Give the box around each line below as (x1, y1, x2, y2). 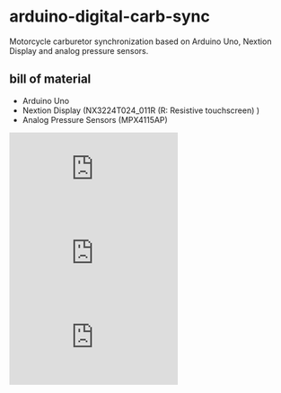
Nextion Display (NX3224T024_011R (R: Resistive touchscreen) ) (22, 105, 260, 116)
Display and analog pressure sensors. (9, 45, 149, 56)
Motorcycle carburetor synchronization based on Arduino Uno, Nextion (9, 36, 272, 47)
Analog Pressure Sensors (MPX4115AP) (22, 114, 168, 125)
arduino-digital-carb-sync (9, 6, 211, 27)
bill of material (9, 72, 92, 87)
